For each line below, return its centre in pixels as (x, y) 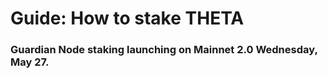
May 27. (30, 62)
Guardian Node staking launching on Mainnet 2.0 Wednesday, (164, 50)
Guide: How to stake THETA (127, 18)
